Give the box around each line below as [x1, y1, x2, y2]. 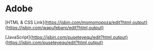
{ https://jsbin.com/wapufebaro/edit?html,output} [5, 24, 104, 30]
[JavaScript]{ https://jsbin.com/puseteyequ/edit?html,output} [5, 34, 128, 40]
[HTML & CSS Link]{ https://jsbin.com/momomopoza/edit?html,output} [5, 19, 148, 25]
